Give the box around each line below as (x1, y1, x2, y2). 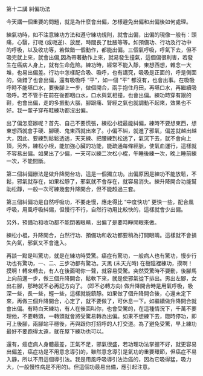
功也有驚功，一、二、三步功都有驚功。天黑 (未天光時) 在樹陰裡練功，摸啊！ (6, 260, 193, 266)
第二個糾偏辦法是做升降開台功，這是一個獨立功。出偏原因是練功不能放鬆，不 (6, 170, 197, 177)
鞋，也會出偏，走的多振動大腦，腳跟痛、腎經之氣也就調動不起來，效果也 (6, 99, 186, 106)
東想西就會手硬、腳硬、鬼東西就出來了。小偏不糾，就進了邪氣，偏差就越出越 (6, 127, 197, 134)
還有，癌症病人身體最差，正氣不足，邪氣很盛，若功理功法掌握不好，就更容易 (6, 341, 197, 348)
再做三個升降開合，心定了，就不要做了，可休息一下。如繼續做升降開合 (16, 297, 192, 305)
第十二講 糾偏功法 (6, 5, 50, 12)
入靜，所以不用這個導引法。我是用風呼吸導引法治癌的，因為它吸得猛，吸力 (6, 356, 192, 363)
